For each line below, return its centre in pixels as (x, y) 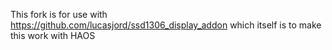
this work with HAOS (53, 35)
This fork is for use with (59, 14)
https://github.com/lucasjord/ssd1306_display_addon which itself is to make (166, 25)
